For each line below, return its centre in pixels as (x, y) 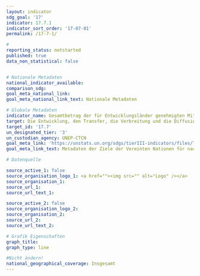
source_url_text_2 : (30, 225)
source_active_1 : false (36, 170)
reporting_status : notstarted (44, 50)
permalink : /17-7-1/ (32, 34)
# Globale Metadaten (32, 110)
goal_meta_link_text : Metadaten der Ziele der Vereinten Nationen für (96, 149)
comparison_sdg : (26, 88)
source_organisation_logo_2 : (42, 209)
